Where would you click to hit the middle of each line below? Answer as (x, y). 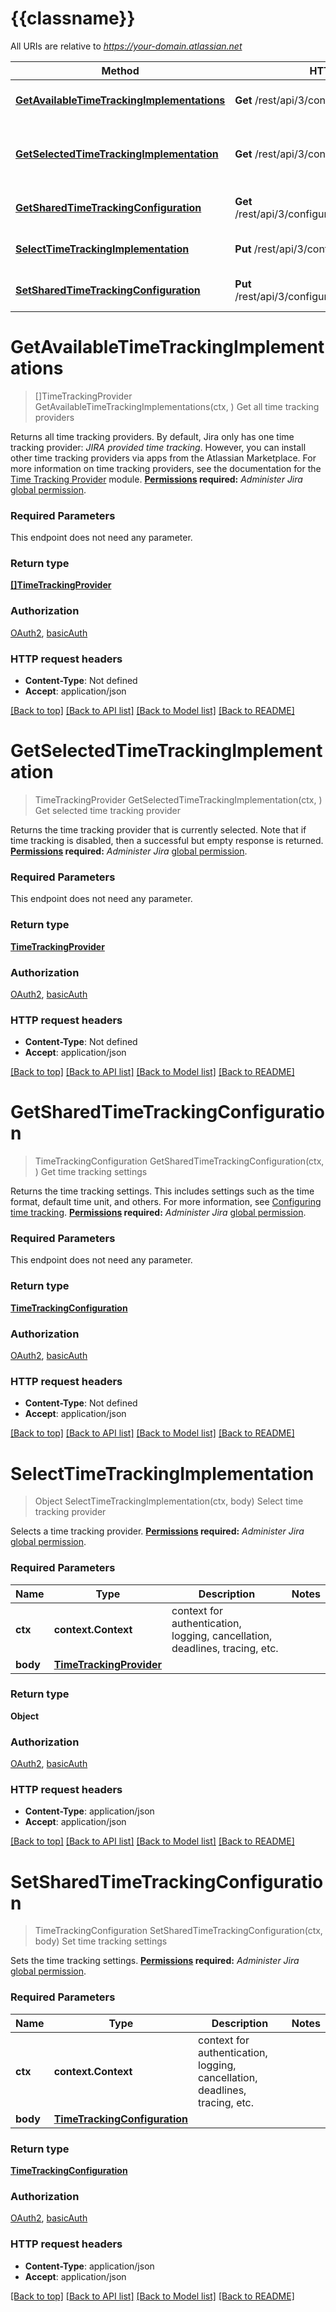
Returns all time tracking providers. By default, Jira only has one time (152, 436)
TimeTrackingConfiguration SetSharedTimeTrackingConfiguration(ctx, (178, 1931)
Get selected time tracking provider (108, 810)
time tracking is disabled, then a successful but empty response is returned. (167, 840)
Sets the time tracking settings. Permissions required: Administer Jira (155, 1961)
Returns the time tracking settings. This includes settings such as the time (162, 1191)
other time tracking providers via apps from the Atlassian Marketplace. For (163, 458)
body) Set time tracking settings (101, 1941)
